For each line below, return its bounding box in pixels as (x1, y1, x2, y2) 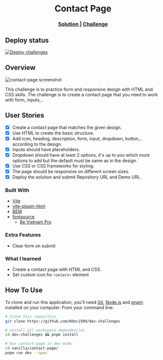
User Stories (5, 111, 44, 120)
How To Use (5, 286, 43, 295)
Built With (5, 186, 30, 193)
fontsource (12, 214, 35, 220)
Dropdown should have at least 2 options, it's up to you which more (12, 152, 150, 158)
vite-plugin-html (12, 203, 45, 209)
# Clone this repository (5, 314, 56, 319)
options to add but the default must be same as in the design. (12, 157, 137, 164)
